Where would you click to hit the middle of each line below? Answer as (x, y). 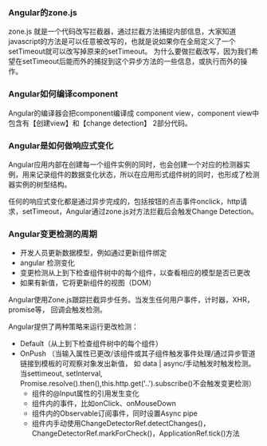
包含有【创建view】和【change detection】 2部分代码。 (100, 123)
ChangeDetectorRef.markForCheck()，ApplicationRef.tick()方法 (136, 433)
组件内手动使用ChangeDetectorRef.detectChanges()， (121, 424)
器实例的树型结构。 (40, 184)
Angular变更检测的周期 (53, 234)
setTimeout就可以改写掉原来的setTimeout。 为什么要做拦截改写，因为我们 (130, 51)
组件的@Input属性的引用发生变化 (85, 393)
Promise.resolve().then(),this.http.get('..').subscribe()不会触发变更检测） (138, 384)
